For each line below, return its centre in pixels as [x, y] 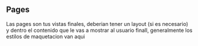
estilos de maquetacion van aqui [46, 36]
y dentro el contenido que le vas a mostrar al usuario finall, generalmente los [99, 30]
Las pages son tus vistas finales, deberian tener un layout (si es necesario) [97, 24]
